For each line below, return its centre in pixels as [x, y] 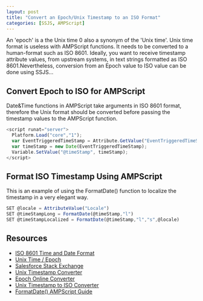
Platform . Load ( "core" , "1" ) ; [47, 135]
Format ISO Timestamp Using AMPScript [84, 176]
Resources [27, 239]
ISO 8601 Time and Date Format [55, 253]
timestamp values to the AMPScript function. [62, 119]
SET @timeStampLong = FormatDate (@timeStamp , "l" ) [70, 214]
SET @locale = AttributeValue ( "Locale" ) [58, 209]
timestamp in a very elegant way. [47, 197]
